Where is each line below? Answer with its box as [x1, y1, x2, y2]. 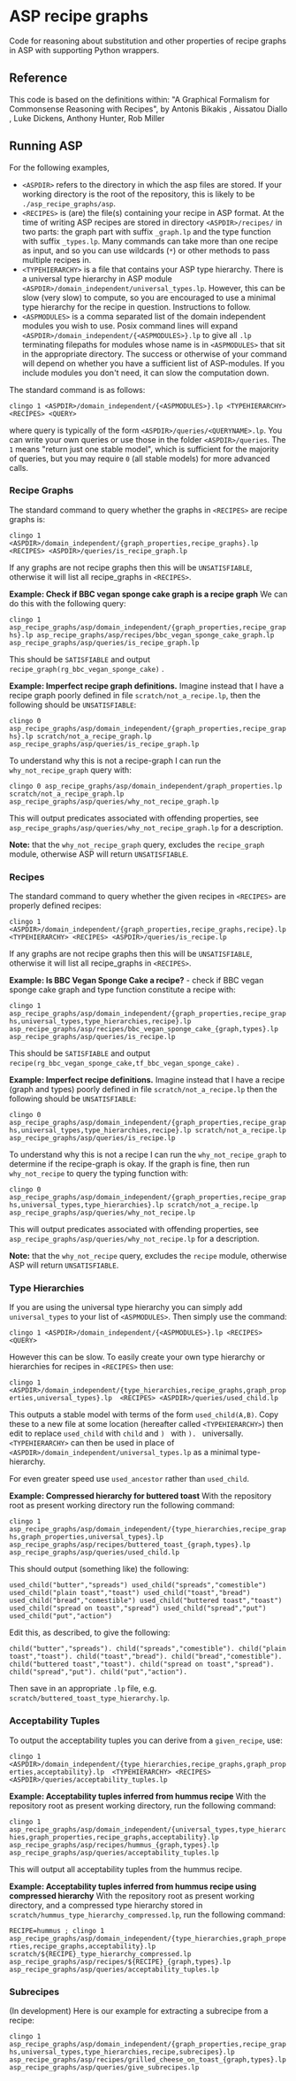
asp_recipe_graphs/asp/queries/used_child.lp [9, 1548, 179, 1557]
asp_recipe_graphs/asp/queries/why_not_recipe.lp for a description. [9, 1233, 260, 1245]
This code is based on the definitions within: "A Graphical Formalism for [9, 94, 269, 104]
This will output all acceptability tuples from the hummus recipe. [9, 1863, 243, 1874]
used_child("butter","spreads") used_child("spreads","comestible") [9, 1581, 267, 1590]
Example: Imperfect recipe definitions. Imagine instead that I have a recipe [9, 1075, 285, 1085]
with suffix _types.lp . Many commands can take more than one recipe [21, 235, 278, 246]
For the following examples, [9, 162, 110, 173]
